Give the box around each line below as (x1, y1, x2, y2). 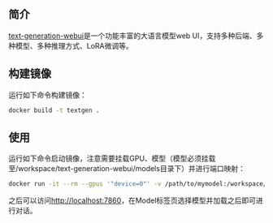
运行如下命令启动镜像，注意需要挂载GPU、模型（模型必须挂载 (8, 153, 216, 164)
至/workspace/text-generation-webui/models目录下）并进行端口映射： (8, 164, 246, 174)
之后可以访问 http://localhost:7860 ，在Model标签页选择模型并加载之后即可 (8, 195, 257, 205)
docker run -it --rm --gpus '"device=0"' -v (8, 180, 162, 188)
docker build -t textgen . (8, 106, 100, 114)
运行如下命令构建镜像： (8, 90, 87, 100)
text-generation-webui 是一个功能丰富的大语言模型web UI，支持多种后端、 (8, 31, 258, 41)
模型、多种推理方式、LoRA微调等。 (15, 41, 133, 50)
